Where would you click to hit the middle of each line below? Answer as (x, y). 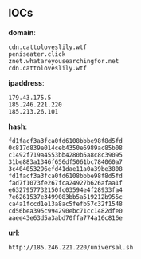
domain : (22, 32)
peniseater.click (37, 54)
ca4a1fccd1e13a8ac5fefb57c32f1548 (66, 204)
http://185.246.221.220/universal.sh (71, 247)
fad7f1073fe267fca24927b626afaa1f (66, 183)
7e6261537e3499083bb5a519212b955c (66, 197)
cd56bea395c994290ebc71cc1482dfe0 (66, 211)
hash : (18, 126)
